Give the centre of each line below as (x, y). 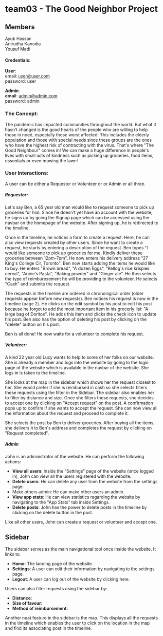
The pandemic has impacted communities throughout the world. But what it (81, 124)
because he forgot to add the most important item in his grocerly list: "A (77, 309)
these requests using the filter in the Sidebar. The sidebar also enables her (80, 393)
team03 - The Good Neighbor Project (81, 9)
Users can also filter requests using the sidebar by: (56, 588)
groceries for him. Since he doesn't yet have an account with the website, (79, 212)
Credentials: (18, 60)
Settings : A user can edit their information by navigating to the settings (83, 569)
